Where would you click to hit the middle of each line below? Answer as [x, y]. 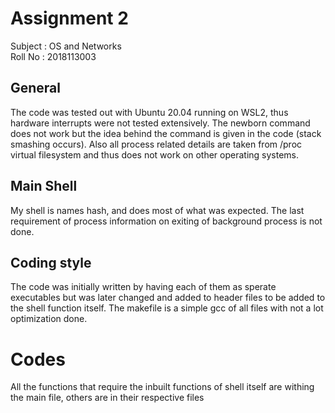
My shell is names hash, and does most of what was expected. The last [157, 210]
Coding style [51, 262]
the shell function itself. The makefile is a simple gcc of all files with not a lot [167, 308]
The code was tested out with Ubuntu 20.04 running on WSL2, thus [149, 112]
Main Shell [44, 186]
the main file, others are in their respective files [107, 398]
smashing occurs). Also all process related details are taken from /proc [156, 144]
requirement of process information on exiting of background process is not [166, 221]
